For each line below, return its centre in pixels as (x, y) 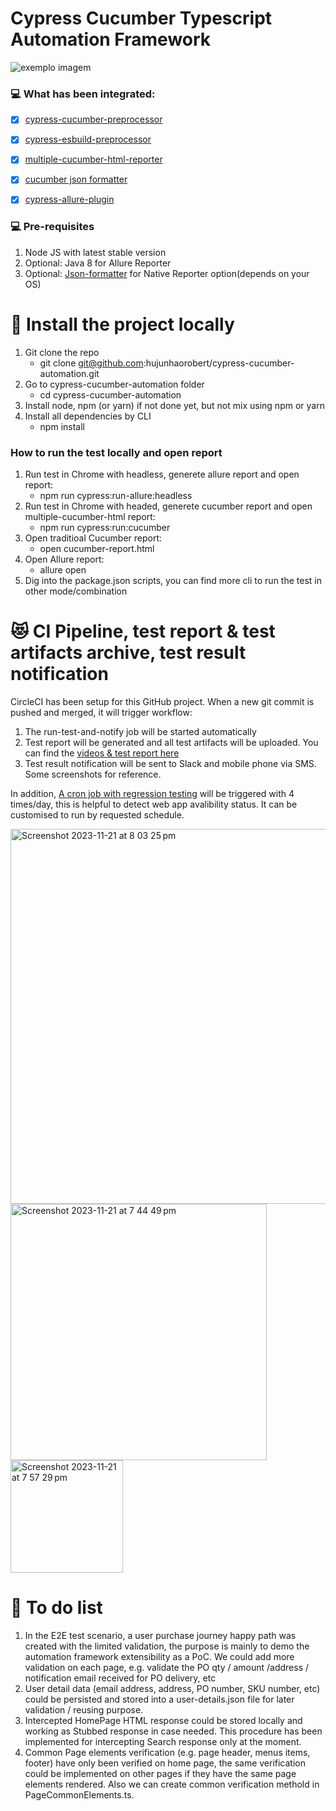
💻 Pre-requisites (52, 227)
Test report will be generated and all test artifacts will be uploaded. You (171, 743)
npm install (62, 426)
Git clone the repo (62, 352)
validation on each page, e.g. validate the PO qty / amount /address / (167, 1667)
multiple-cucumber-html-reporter (93, 159)
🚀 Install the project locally (122, 324)
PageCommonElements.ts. (79, 1794)
